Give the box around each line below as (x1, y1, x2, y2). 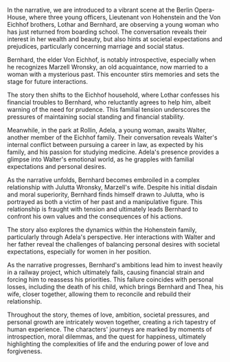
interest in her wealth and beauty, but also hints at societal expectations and (7, 35, 223, 43)
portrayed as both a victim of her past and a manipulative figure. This (7, 198, 203, 205)
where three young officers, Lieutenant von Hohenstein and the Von (28, 13, 221, 21)
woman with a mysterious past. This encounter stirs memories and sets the (7, 70, 220, 78)
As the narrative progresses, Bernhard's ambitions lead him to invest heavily (7, 261, 223, 269)
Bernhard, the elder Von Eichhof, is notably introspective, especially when (7, 56, 216, 64)
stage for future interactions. (7, 78, 88, 85)
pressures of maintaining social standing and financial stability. (7, 113, 185, 121)
